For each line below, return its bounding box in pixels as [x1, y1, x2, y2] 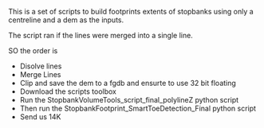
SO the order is [8, 46, 58, 55]
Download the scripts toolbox [19, 87, 117, 96]
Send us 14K [19, 112, 61, 122]
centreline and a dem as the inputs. [8, 15, 124, 25]
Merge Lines [19, 70, 61, 79]
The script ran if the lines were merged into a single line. [8, 31, 193, 40]
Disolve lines [19, 61, 62, 71]
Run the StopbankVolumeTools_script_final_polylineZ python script [19, 95, 239, 104]
